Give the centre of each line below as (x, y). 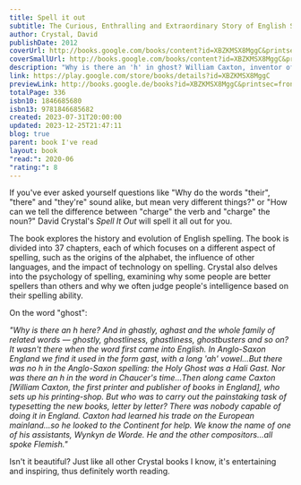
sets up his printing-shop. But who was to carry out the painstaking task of (148, 397)
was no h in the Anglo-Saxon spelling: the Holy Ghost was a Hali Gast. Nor (147, 369)
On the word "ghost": (48, 313)
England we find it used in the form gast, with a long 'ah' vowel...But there (146, 359)
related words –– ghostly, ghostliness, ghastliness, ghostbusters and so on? (149, 340)
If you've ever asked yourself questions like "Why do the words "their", (140, 192)
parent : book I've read (54, 142)
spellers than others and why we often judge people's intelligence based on (149, 286)
